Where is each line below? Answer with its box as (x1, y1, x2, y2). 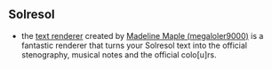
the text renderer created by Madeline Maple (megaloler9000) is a (20, 30, 264, 41)
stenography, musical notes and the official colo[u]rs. (20, 49, 217, 60)
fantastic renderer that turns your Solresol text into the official (20, 40, 248, 50)
